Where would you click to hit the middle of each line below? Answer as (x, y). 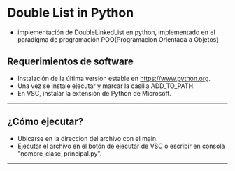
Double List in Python (71, 13)
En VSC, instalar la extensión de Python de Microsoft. (94, 93)
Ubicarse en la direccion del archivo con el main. (88, 138)
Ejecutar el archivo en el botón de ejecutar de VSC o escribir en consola (121, 146)
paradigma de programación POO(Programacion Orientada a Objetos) (118, 39)
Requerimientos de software (71, 62)
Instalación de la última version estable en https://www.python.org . (114, 78)
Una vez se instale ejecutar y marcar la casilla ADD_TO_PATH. (106, 86)
